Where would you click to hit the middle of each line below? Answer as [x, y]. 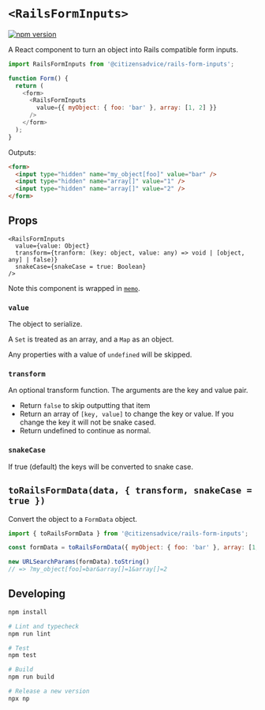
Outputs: [22, 152]
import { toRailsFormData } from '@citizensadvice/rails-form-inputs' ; [128, 533]
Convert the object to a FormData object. [73, 519]
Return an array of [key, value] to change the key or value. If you [127, 414]
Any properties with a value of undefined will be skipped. [100, 355]
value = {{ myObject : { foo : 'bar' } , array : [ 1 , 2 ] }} [127, 108]
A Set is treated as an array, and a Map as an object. [91, 339]
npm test [22, 655]
